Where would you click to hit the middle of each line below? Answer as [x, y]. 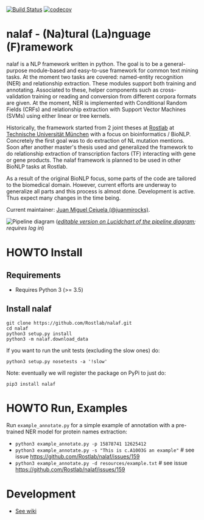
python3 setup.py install [39, 334]
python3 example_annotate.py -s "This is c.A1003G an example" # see [105, 450]
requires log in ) [25, 228]
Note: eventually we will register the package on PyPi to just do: [86, 373]
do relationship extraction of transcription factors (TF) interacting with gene [101, 153]
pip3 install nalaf [31, 384]
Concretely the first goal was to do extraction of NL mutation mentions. [95, 140]
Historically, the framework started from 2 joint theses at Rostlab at [90, 128]
